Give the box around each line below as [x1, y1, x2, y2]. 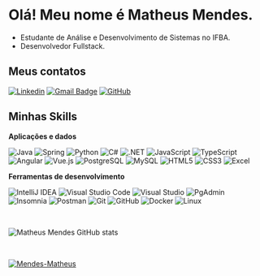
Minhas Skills [8, 110, 78, 123]
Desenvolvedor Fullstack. [19, 41, 106, 50]
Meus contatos [8, 65, 87, 79]
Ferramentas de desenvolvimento [8, 171, 125, 181]
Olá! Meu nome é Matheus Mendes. [8, 6, 253, 24]
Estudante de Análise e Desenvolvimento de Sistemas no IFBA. [19, 32, 231, 42]
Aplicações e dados [8, 132, 77, 141]
